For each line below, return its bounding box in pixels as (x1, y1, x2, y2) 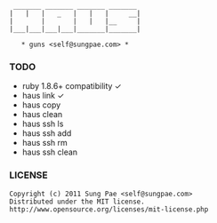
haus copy (21, 100, 61, 110)
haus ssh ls (21, 118, 64, 130)
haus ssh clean (21, 147, 78, 157)
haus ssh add (21, 128, 72, 139)
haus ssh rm (21, 138, 68, 148)
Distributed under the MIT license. (9, 197, 145, 206)
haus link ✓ (21, 91, 65, 101)
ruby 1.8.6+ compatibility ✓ (21, 81, 122, 92)
